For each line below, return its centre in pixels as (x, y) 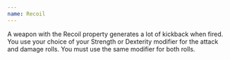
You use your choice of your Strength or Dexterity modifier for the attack (113, 41)
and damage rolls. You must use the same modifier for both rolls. (101, 49)
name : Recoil (26, 14)
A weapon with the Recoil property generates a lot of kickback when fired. (115, 34)
